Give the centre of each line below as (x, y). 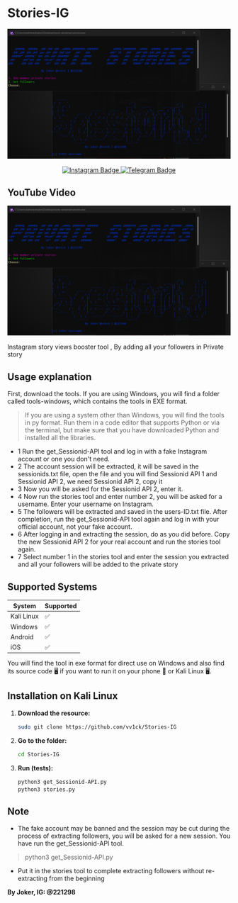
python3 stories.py (46, 789)
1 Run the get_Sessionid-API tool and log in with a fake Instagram (112, 451)
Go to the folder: (42, 740)
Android (22, 636)
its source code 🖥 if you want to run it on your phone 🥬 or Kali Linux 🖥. (109, 671)
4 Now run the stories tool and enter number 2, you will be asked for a (120, 497)
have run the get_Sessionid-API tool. (70, 843)
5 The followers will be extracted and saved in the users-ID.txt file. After (123, 512)
